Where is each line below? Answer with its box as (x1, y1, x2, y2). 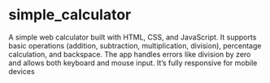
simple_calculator (8, 6, 132, 24)
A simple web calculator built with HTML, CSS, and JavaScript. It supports (8, 32, 257, 42)
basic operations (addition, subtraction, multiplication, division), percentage (8, 40, 262, 50)
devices (8, 66, 35, 76)
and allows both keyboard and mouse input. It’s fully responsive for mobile (8, 58, 258, 68)
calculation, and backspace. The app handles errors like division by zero (8, 49, 251, 59)
